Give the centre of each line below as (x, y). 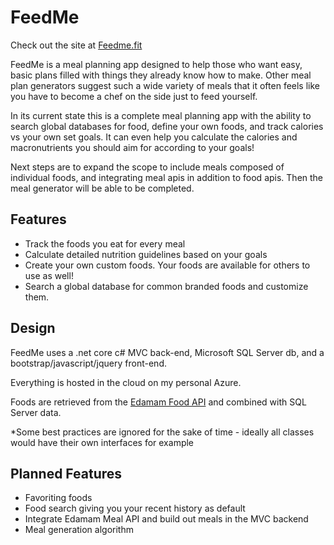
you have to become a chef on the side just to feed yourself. (134, 96)
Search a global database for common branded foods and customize (166, 286)
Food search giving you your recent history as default (135, 508)
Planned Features (66, 473)
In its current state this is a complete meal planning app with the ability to (161, 115)
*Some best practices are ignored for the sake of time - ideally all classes (162, 432)
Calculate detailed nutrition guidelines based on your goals (146, 254)
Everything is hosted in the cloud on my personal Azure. (126, 382)
